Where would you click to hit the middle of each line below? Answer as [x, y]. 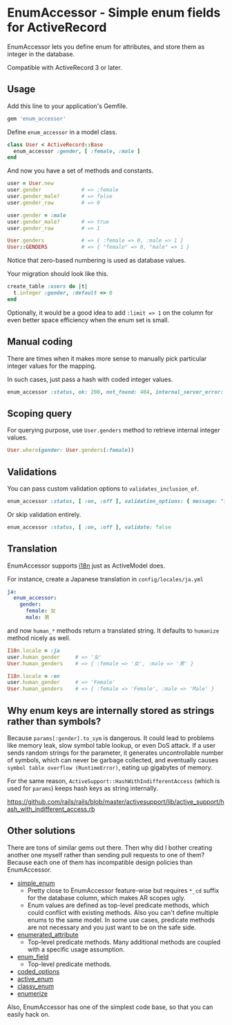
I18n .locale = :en [33, 676]
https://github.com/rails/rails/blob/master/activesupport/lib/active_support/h [116, 801]
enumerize [32, 993]
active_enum [35, 979]
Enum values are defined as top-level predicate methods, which [118, 905]
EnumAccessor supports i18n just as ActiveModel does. [86, 566]
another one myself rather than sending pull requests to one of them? [106, 855]
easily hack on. [29, 1014]
